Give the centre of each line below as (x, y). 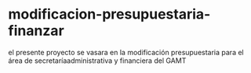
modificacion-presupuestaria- (109, 14)
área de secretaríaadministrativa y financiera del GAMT (97, 61)
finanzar (36, 31)
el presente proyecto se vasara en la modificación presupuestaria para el (126, 52)
